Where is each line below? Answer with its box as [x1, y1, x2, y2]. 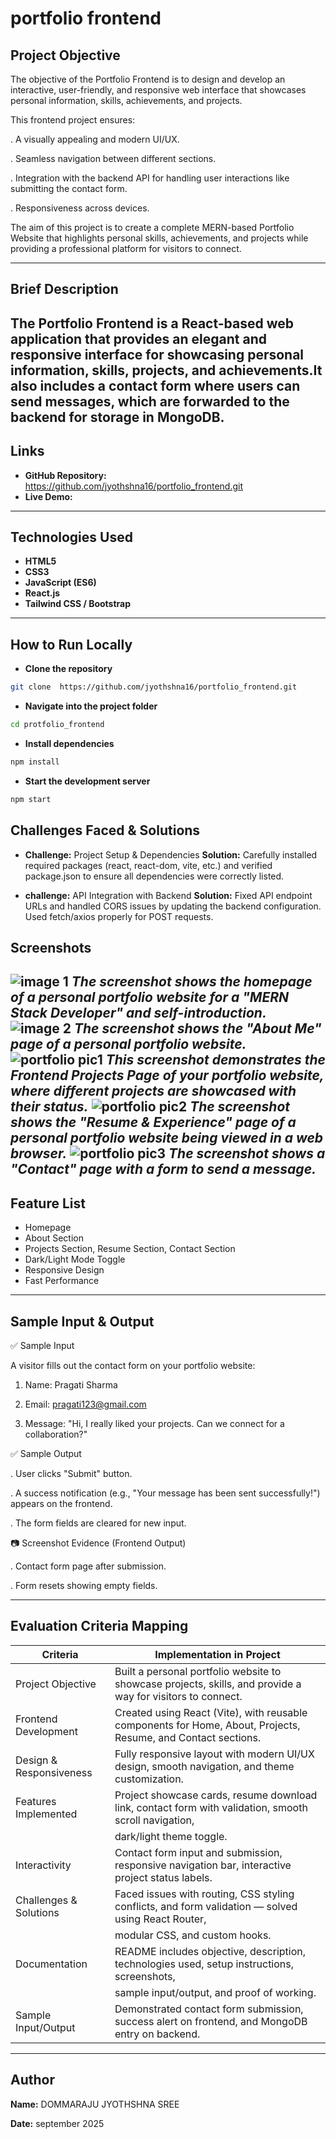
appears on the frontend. [10, 1497, 113, 1509]
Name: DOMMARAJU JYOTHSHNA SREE [10, 2098, 180, 2110]
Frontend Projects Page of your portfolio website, [10, 1067, 325, 1084]
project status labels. [114, 1870, 213, 1884]
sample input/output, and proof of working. [114, 1985, 317, 1999]
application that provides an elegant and [10, 330, 267, 347]
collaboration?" [24, 1428, 88, 1440]
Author [10, 2072, 55, 2089]
